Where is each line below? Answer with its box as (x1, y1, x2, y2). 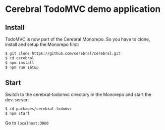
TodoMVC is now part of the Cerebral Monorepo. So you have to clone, (5, 36, 150, 42)
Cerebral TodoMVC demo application (5, 3, 161, 15)
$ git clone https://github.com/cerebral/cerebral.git (5, 51, 121, 56)
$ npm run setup (5, 65, 39, 70)
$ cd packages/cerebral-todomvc (5, 106, 72, 112)
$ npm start (5, 111, 30, 116)
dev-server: (5, 97, 29, 103)
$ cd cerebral (5, 55, 35, 60)
